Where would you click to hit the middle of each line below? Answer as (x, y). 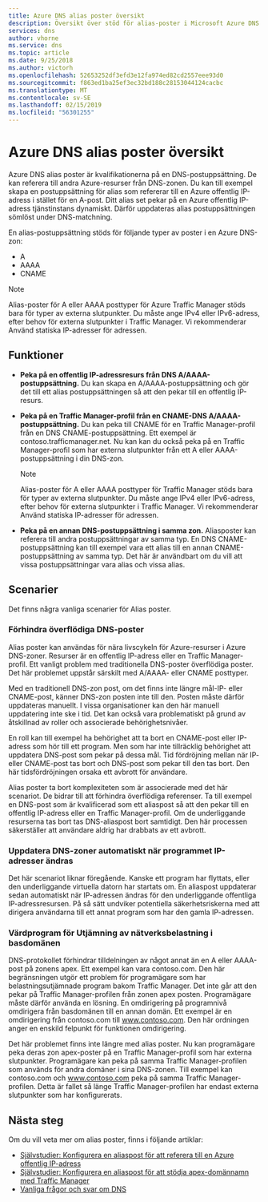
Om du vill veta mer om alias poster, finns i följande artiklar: (106, 1139)
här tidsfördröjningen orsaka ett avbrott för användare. (98, 772)
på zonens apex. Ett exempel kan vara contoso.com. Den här (125, 969)
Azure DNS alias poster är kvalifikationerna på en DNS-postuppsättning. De (133, 174)
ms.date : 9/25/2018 (41, 61)
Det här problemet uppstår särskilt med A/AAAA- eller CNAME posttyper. (129, 672)
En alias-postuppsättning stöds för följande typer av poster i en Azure (123, 232)
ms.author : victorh (41, 68)
